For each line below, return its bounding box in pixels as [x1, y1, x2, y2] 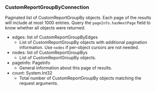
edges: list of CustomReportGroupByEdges [12, 34, 98, 40]
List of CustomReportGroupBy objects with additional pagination [19, 39, 147, 45]
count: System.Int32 [12, 70, 53, 76]
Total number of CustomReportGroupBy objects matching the [19, 75, 142, 81]
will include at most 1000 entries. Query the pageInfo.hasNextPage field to [5, 20, 151, 26]
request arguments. [19, 80, 59, 86]
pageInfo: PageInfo [12, 60, 51, 66]
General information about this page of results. [19, 65, 113, 71]
